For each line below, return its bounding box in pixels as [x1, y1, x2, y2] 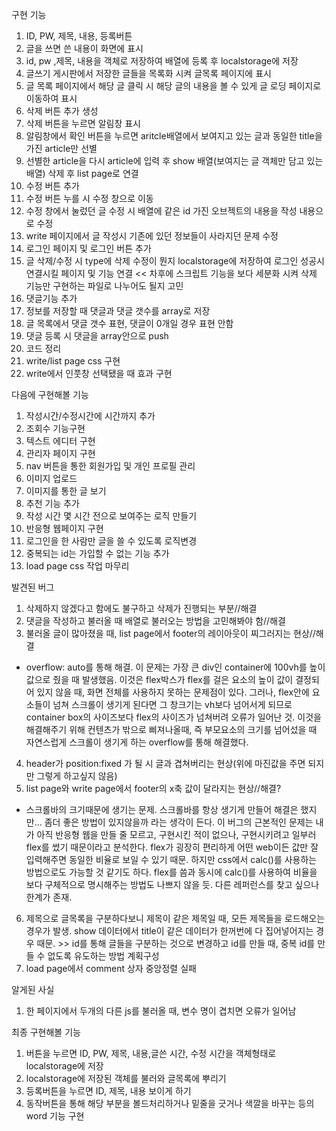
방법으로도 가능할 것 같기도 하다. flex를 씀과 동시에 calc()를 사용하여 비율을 [25, 866, 318, 878]
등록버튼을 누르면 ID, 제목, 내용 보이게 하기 [25, 1085, 192, 1097]
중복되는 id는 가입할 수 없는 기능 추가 [25, 548, 170, 559]
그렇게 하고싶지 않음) [36, 770, 118, 782]
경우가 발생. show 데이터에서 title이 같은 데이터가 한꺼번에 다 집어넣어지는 [25, 925, 314, 937]
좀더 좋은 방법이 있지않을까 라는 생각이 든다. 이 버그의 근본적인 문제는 [44, 816, 314, 828]
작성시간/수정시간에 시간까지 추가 [25, 410, 156, 422]
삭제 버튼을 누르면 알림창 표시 [25, 118, 141, 129]
